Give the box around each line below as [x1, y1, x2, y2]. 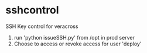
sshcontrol [5, 3, 59, 17]
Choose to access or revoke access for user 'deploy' [13, 40, 142, 47]
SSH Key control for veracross [5, 23, 78, 30]
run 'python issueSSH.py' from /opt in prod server [13, 34, 135, 41]
